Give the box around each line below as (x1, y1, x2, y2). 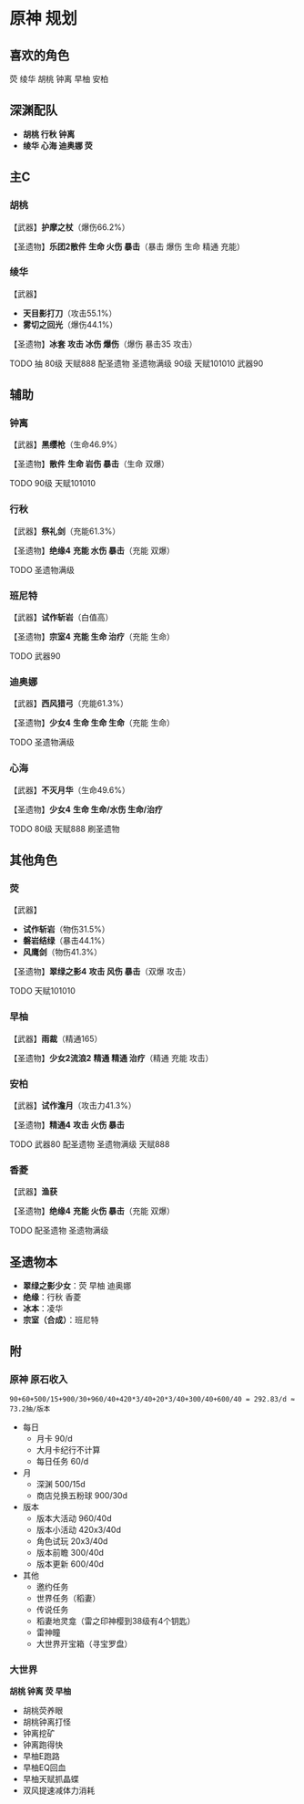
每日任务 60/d (35, 1455, 89, 1466)
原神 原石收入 (9, 1373, 68, 1386)
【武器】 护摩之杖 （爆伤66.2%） (9, 221, 130, 233)
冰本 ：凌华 (22, 1303, 64, 1314)
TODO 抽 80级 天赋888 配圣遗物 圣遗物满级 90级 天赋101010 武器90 (9, 358, 264, 369)
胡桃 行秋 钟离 (22, 129, 76, 140)
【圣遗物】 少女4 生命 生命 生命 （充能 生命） (9, 717, 175, 728)
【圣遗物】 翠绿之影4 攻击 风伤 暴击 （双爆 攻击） (9, 966, 191, 977)
